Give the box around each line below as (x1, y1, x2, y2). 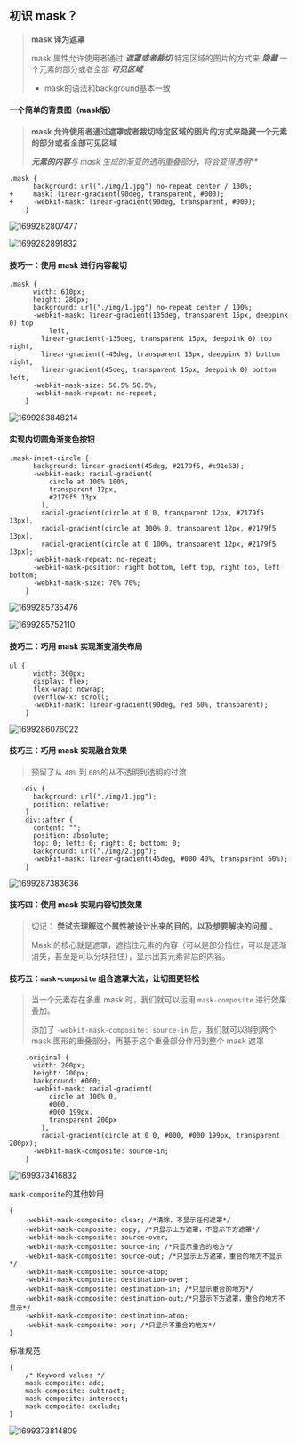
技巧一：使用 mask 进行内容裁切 (9, 259, 127, 270)
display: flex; (32, 677, 90, 685)
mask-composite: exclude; (25, 1402, 122, 1411)
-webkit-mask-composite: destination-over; (25, 1276, 189, 1285)
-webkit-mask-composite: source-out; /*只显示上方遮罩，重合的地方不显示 (25, 1252, 283, 1261)
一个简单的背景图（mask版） (9, 105, 116, 116)
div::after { (25, 815, 74, 824)
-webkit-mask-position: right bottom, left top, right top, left (32, 564, 280, 572)
